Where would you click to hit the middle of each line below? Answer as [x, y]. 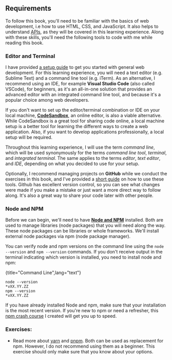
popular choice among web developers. [47, 100]
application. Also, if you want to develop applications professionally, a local [85, 132]
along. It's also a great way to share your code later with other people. [80, 195]
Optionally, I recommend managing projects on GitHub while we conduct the [86, 174]
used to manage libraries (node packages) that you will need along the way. [85, 225]
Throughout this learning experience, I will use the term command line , [80, 147]
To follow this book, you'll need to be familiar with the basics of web [77, 21]
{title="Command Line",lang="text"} [43, 273]
